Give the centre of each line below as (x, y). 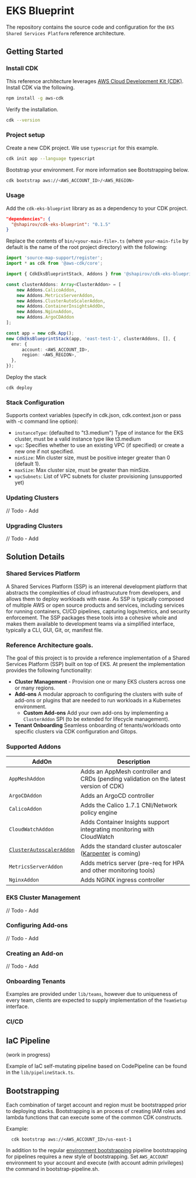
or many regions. (35, 688)
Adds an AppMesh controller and (126, 771)
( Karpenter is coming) (111, 853)
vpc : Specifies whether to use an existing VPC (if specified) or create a (99, 445)
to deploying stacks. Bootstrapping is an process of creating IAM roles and (96, 1111)
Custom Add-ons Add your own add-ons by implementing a (96, 712)
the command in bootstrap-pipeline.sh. (53, 1169)
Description (134, 762)
